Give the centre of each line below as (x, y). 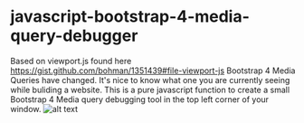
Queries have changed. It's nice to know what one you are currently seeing (150, 80)
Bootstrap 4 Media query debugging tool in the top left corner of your (140, 99)
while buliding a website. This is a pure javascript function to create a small (150, 90)
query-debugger (74, 36)
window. (26, 109)
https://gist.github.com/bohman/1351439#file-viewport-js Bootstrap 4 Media (153, 71)
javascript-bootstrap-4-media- (130, 17)
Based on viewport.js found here (71, 61)
